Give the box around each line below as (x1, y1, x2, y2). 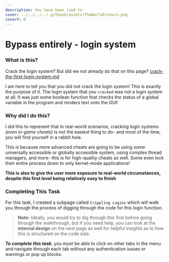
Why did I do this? (5, 112, 51, 119)
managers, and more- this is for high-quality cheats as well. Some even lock (5, 155, 164, 161)
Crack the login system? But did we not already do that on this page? (5, 68, 149, 74)
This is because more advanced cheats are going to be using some (5, 144, 146, 150)
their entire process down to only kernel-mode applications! (5, 160, 130, 166)
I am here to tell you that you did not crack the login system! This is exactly (5, 83, 161, 89)
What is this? (5, 57, 38, 64)
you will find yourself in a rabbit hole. (5, 135, 82, 141)
